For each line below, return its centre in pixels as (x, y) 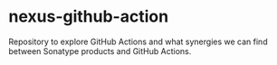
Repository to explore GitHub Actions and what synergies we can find (138, 42)
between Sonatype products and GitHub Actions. (100, 51)
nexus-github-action (89, 17)
